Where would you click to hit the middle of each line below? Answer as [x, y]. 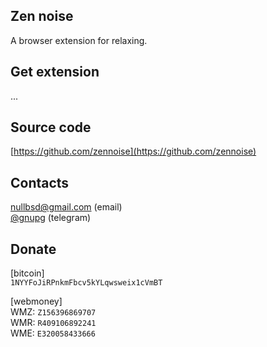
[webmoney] [36, 301]
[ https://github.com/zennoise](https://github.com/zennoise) [133, 151]
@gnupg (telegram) [51, 218]
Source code [51, 127]
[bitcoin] [27, 273]
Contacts [40, 182]
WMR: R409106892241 [53, 323]
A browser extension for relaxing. [79, 40]
